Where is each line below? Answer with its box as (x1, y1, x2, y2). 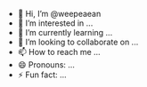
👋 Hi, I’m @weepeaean (17, 9, 102, 19)
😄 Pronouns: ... (17, 59, 76, 70)
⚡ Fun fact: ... (17, 69, 67, 80)
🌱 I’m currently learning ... (17, 28, 113, 37)
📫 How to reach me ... (17, 47, 101, 57)
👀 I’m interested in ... (17, 18, 94, 28)
